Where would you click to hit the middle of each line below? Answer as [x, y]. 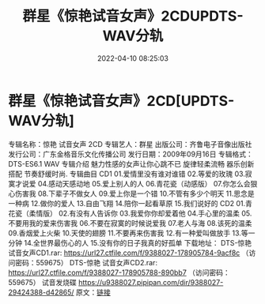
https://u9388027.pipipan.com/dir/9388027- [151, 282]
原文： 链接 [93, 292]
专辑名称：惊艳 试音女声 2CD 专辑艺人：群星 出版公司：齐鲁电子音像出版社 [130, 144]
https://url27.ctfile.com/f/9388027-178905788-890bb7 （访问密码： [119, 272]
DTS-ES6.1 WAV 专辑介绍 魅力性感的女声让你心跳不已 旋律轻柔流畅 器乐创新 [131, 163]
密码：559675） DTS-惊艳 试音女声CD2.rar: [86, 262]
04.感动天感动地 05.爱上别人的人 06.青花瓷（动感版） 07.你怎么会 [144, 183]
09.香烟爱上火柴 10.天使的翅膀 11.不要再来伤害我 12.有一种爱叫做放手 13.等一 [132, 233]
